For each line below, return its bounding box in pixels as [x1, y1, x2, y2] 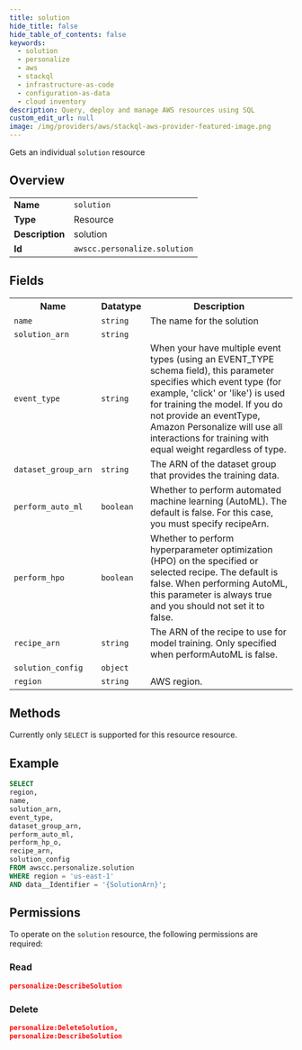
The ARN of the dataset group [149, 457, 277, 470]
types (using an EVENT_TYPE [149, 352, 274, 365]
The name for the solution [149, 315, 259, 327]
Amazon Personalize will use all [149, 420, 283, 433]
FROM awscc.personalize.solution [9, 863, 135, 872]
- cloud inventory [17, 96, 87, 106]
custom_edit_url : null [9, 114, 94, 123]
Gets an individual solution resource [9, 147, 146, 158]
